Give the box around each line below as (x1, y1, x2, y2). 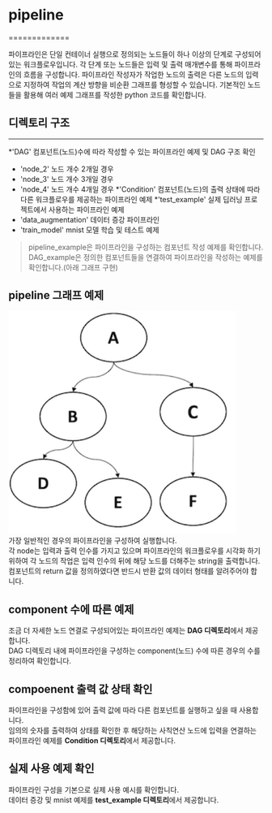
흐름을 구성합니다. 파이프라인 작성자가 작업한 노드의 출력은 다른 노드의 (23, 69, 244, 79)
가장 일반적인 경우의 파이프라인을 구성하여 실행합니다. (8, 536, 177, 546)
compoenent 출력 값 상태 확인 (8, 682, 153, 696)
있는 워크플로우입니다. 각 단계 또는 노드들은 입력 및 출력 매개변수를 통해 (8, 59, 233, 69)
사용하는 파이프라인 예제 (48, 205, 125, 214)
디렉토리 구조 (8, 116, 70, 130)
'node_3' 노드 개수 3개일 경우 (19, 174, 114, 184)
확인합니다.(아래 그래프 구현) (28, 262, 119, 272)
